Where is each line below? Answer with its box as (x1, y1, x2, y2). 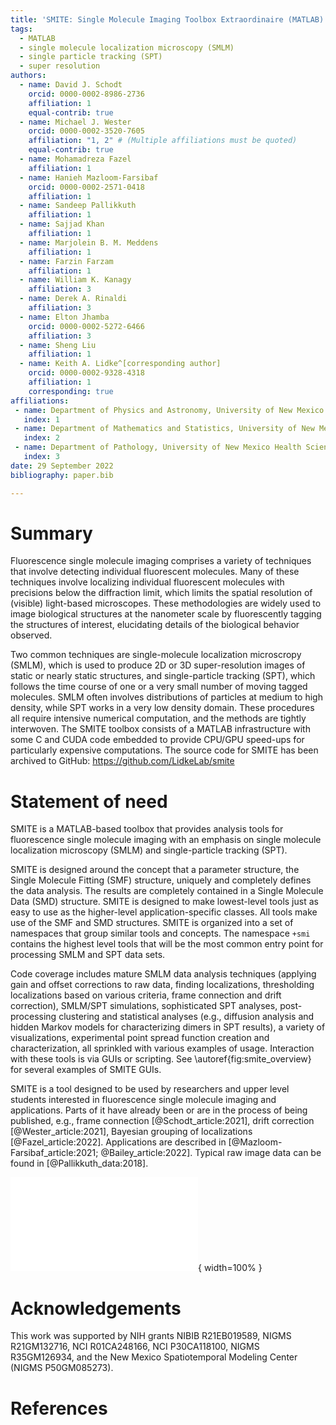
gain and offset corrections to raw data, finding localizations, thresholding (10, 979, 315, 991)
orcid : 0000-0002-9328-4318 (28, 368, 145, 378)
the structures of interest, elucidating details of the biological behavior (10, 619, 300, 631)
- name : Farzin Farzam (19, 256, 114, 266)
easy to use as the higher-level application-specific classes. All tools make (10, 906, 318, 918)
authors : (10, 71, 47, 81)
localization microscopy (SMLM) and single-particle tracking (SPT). (10, 844, 288, 856)
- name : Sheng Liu (19, 340, 97, 350)
